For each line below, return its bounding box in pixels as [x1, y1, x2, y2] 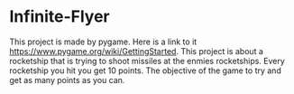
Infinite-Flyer [9, 6, 110, 27]
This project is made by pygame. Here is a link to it [9, 36, 198, 47]
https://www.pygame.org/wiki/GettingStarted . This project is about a [9, 45, 264, 56]
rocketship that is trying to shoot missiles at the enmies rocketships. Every [9, 55, 286, 66]
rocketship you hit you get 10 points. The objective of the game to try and [9, 65, 281, 76]
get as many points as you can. [9, 74, 125, 85]
